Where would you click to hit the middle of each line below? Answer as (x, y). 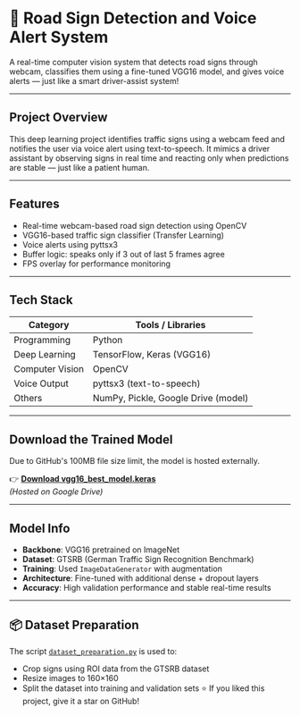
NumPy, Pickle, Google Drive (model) (171, 399)
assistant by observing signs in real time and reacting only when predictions (149, 158)
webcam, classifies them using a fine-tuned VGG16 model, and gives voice (147, 71)
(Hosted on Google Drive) (56, 492)
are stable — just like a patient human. (79, 167)
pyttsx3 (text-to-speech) (146, 383)
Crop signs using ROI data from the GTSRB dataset (116, 669)
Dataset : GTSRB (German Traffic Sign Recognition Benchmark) (138, 559)
